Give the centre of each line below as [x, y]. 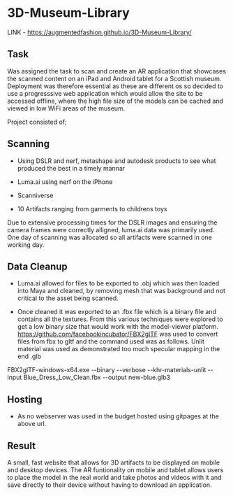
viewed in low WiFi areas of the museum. [66, 108]
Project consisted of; [37, 122]
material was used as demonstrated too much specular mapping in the [119, 349]
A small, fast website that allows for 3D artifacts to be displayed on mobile [114, 462]
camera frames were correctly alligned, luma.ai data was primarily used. [111, 229]
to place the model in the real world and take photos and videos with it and [114, 477]
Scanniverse [35, 195]
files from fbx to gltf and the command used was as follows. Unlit [111, 341]
